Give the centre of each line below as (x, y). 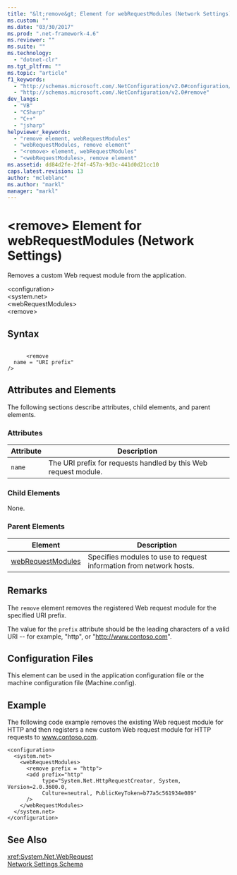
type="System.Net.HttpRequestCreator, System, (111, 781)
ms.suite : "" (26, 47)
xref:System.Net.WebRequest (50, 856)
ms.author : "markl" (36, 184)
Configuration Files (50, 658)
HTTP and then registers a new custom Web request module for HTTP (109, 730)
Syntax (23, 333)
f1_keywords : (26, 79)
